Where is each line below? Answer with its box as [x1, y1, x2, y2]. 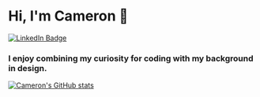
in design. [8, 62, 47, 73]
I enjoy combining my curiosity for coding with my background [8, 53, 254, 64]
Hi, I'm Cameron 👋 [8, 7, 129, 25]
